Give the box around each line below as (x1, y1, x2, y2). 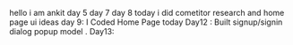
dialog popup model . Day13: (9, 26, 115, 36)
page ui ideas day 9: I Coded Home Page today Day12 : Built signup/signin (9, 17, 283, 27)
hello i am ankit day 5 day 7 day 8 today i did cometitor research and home (9, 8, 285, 18)
